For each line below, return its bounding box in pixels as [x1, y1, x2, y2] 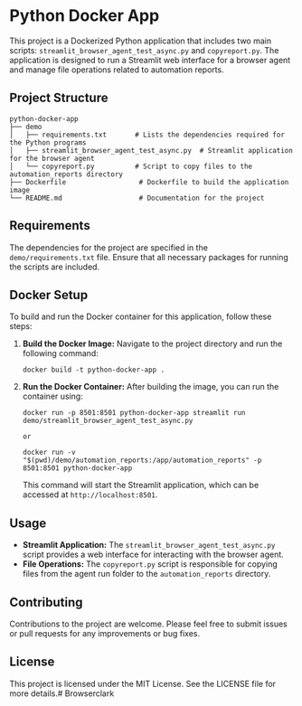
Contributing [9, 594, 83, 610]
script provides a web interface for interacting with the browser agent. [22, 549, 285, 560]
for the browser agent [9, 154, 95, 163]
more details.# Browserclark [9, 688, 115, 699]
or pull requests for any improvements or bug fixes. [9, 628, 201, 638]
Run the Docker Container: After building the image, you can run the [22, 381, 279, 392]
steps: [9, 321, 33, 332]
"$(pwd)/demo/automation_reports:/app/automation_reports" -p [22, 456, 262, 466]
